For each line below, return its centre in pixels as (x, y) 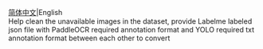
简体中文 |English (35, 12)
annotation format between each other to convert (89, 38)
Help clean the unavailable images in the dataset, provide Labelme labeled (130, 21)
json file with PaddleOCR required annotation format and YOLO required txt (131, 30)
